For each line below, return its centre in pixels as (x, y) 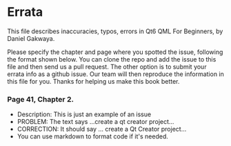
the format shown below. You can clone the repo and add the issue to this (112, 59)
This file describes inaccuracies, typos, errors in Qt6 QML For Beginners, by (115, 31)
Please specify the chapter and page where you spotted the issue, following (115, 52)
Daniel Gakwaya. (31, 38)
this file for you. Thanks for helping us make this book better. (93, 81)
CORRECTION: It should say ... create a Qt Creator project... (102, 129)
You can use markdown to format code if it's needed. (93, 136)
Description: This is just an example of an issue (84, 114)
